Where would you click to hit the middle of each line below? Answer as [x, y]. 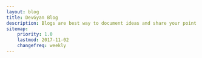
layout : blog [23, 12]
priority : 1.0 [35, 34]
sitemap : [17, 29]
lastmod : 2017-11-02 [43, 40]
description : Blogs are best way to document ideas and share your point [102, 23]
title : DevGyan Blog [32, 18]
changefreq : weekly [42, 46]
